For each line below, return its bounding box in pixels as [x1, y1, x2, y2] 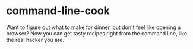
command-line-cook [6, 4, 110, 18]
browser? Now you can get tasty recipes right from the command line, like [6, 30, 188, 37]
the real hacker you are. [6, 36, 64, 43]
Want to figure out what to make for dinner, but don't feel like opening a [6, 24, 181, 31]
